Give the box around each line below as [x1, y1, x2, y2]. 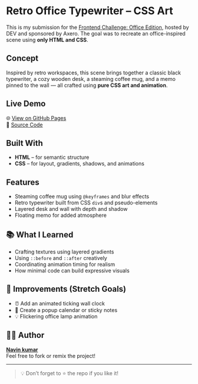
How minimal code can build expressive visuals [14, 267, 130, 274]
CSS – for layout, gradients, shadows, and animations [14, 160, 144, 167]
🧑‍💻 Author [6, 330, 45, 340]
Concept [6, 53, 39, 63]
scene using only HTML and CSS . [6, 36, 88, 43]
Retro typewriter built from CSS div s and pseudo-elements [14, 199, 158, 206]
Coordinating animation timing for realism [14, 261, 115, 268]
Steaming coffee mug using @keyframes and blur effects [14, 193, 149, 200]
